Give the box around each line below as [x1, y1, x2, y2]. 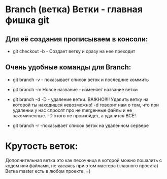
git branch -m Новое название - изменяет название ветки [12, 86, 138, 92]
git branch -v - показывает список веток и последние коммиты [12, 76, 150, 83]
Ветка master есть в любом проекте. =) [5, 168, 91, 174]
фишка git [5, 14, 50, 26]
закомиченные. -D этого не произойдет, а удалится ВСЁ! [12, 112, 136, 118]
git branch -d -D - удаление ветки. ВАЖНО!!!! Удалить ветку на [12, 96, 149, 103]
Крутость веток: [5, 140, 78, 151]
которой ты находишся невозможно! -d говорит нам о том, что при [12, 101, 159, 108]
